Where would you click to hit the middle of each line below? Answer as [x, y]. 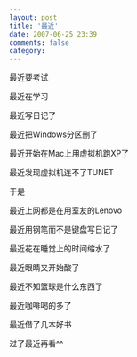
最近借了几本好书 [40, 325]
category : [28, 51]
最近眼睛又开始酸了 [44, 268]
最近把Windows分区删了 [54, 134]
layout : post [33, 17]
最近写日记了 [32, 115]
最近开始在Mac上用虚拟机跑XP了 [69, 154]
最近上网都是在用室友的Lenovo [66, 210]
